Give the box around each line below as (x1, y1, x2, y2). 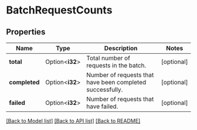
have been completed (86, 78, 147, 86)
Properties (6, 27, 46, 37)
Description (104, 45, 138, 52)
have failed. (86, 102, 118, 110)
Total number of (86, 54, 131, 62)
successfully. (86, 85, 123, 94)
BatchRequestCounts (6, 4, 113, 17)
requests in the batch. (86, 61, 147, 69)
